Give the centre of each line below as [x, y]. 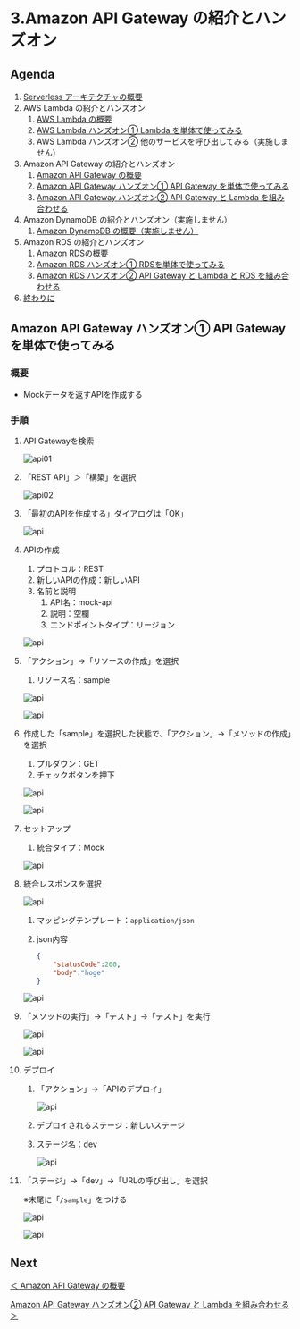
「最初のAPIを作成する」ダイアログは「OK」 [105, 513]
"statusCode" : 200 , [87, 964]
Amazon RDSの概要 [72, 253]
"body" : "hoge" [79, 972]
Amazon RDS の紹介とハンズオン [83, 242]
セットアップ [46, 829]
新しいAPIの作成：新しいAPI [88, 580]
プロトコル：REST [70, 568]
